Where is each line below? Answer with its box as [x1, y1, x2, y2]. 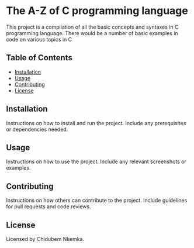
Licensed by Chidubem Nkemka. [6, 236, 85, 242]
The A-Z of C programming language [6, 4, 188, 18]
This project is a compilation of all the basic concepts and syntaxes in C [6, 23, 179, 30]
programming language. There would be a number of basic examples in [6, 29, 178, 36]
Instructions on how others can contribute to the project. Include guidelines [6, 197, 188, 204]
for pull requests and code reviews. [6, 203, 91, 210]
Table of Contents [6, 53, 73, 63]
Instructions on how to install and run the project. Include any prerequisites [6, 119, 186, 126]
